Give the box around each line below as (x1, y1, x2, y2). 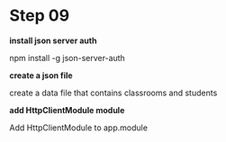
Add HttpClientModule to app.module (9, 122, 149, 133)
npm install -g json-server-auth (9, 52, 126, 63)
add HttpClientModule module (9, 104, 125, 115)
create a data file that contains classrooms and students (9, 87, 218, 98)
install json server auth (9, 35, 97, 46)
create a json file (9, 69, 74, 81)
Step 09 (9, 5, 70, 26)
